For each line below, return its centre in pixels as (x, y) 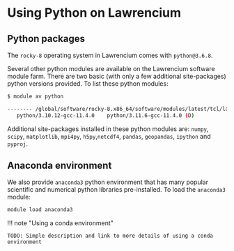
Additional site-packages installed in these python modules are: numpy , (108, 129)
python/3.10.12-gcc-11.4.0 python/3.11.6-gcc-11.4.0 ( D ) (106, 115)
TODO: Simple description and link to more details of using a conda (110, 236)
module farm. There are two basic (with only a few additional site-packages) (117, 76)
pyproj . (17, 144)
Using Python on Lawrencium (94, 13)
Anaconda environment (60, 166)
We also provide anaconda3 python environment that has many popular (108, 182)
